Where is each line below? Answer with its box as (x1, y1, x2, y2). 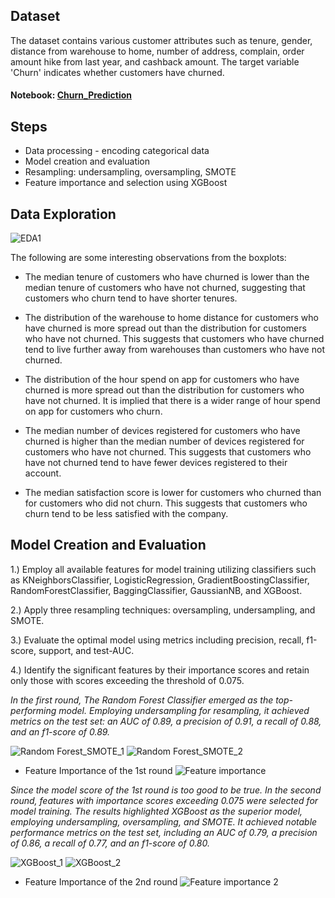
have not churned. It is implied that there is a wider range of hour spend (24, 395, 321, 407)
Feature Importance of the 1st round (24, 764, 173, 776)
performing (10, 704, 57, 716)
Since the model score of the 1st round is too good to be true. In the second (10, 784, 322, 796)
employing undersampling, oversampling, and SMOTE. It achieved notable (10, 815, 318, 828)
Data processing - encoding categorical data (24, 145, 210, 157)
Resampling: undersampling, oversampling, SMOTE (24, 166, 237, 178)
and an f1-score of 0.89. (10, 725, 111, 738)
